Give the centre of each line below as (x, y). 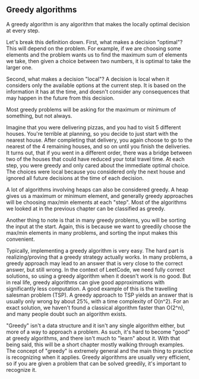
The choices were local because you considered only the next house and (96, 172)
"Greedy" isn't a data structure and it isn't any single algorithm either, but (96, 325)
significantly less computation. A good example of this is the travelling (92, 288)
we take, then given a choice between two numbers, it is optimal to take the (99, 61)
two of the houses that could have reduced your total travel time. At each (96, 159)
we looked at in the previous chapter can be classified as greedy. (86, 209)
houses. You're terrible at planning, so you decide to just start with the (92, 133)
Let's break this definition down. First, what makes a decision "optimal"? (94, 42)
